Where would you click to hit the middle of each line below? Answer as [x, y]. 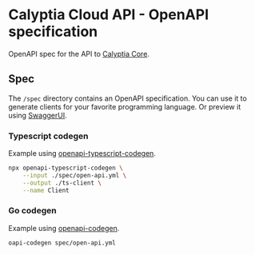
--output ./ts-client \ [62, 183]
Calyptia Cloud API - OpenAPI [109, 15]
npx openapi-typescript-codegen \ [66, 168]
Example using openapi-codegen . [64, 228]
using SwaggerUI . [38, 115]
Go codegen [33, 211]
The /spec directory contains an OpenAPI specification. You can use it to [128, 98]
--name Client [46, 190]
